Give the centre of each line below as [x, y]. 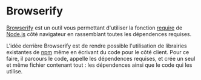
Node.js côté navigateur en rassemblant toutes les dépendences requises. [99, 34]
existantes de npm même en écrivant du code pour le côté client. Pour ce [98, 52]
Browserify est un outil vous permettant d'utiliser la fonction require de [94, 28]
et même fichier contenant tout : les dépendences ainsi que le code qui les [99, 65]
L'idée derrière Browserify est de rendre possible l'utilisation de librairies [97, 46]
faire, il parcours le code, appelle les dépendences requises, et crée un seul [101, 58]
